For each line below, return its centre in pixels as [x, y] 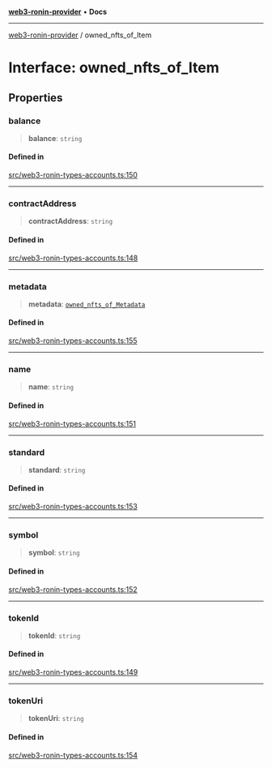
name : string [51, 387]
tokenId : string [54, 635]
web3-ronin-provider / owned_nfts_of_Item [80, 35]
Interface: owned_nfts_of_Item [114, 68]
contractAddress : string [70, 221]
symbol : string [54, 553]
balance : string [55, 138]
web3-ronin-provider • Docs [58, 12]
